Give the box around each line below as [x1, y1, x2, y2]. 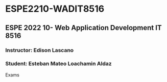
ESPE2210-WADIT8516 [5, 3, 105, 15]
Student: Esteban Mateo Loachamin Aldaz [5, 60, 112, 67]
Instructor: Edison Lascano [5, 46, 74, 53]
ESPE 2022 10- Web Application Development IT [5, 23, 162, 32]
